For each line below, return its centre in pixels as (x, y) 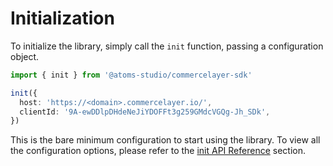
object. (25, 56)
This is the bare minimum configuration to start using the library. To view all (165, 140)
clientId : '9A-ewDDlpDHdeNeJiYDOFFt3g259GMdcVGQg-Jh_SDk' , (145, 112)
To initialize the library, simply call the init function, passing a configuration (167, 46)
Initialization (62, 18)
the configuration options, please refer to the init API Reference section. (158, 151)
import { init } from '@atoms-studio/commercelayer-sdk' (131, 75)
